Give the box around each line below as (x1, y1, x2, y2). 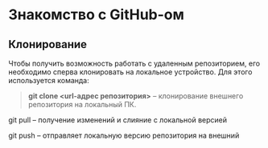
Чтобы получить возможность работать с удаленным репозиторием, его (8, 58, 260, 68)
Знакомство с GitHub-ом (8, 6, 185, 24)
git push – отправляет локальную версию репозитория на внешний (8, 130, 240, 140)
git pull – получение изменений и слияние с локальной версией (8, 115, 228, 125)
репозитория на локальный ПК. (27, 100, 137, 109)
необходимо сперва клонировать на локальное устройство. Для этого (8, 67, 253, 77)
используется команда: (8, 76, 90, 85)
